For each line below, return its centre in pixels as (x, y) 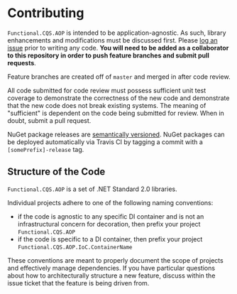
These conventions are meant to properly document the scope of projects (115, 260)
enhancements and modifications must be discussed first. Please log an (112, 40)
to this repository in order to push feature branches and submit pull (108, 55)
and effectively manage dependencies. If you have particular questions (111, 268)
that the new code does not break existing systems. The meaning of (107, 105)
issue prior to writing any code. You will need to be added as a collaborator (118, 48)
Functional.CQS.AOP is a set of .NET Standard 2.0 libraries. (92, 189)
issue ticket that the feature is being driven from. (78, 283)
